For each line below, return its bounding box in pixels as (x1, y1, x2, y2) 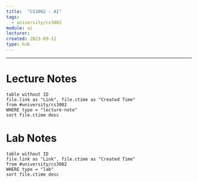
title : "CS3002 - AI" (6, 8, 62, 15)
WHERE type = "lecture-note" (6, 107, 78, 113)
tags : (6, 14, 19, 20)
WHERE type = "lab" (6, 166, 54, 172)
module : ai (6, 25, 33, 31)
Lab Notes (6, 132, 57, 144)
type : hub (6, 42, 31, 48)
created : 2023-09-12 (6, 36, 57, 42)
